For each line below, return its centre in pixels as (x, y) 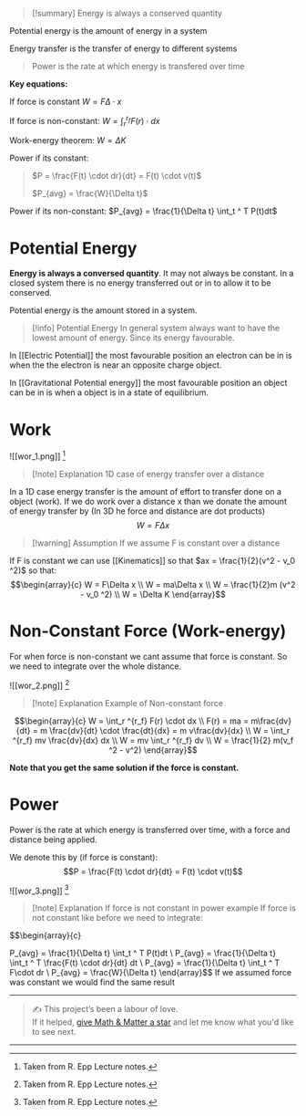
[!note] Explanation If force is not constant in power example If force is (163, 908)
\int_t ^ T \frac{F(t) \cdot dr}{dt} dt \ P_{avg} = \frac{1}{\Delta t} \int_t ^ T (145, 963)
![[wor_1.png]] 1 (38, 455)
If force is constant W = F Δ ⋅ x (66, 101)
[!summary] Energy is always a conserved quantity (127, 13)
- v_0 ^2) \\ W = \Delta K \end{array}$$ (153, 594)
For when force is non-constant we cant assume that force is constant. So (148, 656)
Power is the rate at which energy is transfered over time (138, 66)
